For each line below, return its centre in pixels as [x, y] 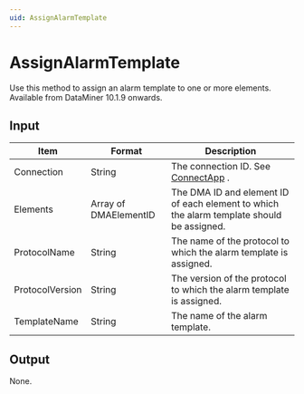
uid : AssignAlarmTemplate [58, 18]
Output [29, 359]
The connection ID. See [221, 167]
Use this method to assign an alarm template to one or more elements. [140, 88]
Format [127, 151]
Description [231, 151]
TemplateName [46, 322]
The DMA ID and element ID [230, 193]
